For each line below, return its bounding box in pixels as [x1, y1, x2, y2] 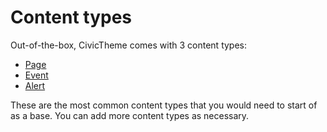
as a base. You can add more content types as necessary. [10, 109, 250, 121]
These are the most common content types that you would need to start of [10, 99, 318, 111]
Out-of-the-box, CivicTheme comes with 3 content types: [10, 39, 248, 51]
